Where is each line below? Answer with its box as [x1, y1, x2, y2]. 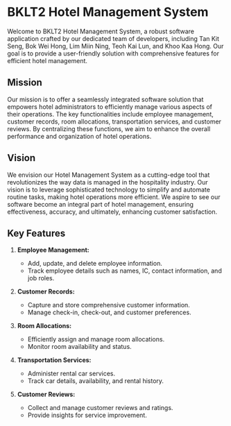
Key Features [7, 227, 66, 239]
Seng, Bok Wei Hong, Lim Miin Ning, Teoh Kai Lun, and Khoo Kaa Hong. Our [7, 42, 224, 50]
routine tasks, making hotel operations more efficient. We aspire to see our [7, 192, 221, 201]
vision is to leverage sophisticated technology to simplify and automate [7, 185, 210, 194]
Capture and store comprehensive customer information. [27, 301, 191, 309]
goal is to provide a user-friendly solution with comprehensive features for [7, 49, 220, 58]
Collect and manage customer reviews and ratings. [27, 404, 173, 412]
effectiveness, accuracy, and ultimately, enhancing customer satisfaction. [7, 207, 218, 216]
